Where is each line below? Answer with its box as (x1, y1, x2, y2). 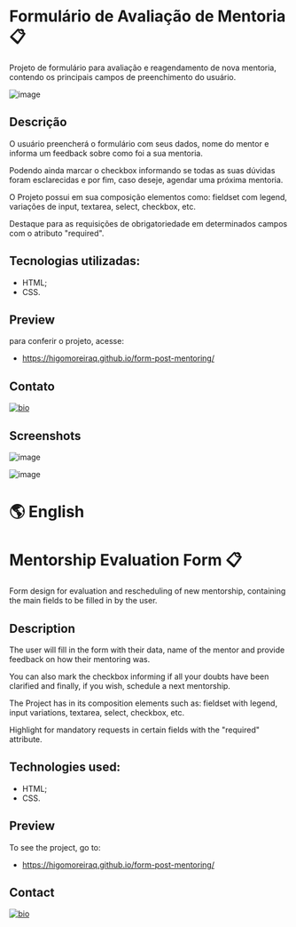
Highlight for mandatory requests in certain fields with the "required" (9, 724, 260, 735)
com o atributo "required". (9, 228, 105, 238)
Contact (9, 884, 55, 899)
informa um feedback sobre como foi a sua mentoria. (9, 148, 204, 158)
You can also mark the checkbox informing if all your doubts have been (9, 671, 269, 682)
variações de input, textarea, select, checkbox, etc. (9, 201, 197, 212)
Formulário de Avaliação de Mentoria (9, 6, 286, 27)
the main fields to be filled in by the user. (9, 595, 158, 606)
